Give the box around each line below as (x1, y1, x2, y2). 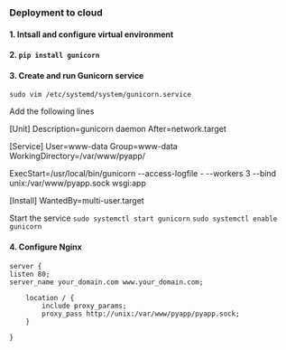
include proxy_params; (42, 301, 127, 310)
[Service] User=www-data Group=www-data (9, 141, 178, 152)
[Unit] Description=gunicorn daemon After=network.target (9, 124, 227, 135)
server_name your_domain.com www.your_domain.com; (9, 278, 204, 287)
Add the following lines (9, 106, 95, 117)
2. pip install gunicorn (9, 50, 100, 61)
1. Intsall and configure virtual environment (9, 29, 174, 40)
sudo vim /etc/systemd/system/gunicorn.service (9, 90, 192, 99)
